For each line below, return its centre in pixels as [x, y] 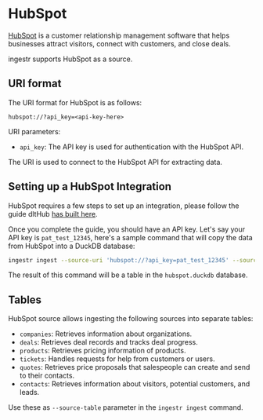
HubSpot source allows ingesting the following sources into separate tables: [131, 319]
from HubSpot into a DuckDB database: [72, 246]
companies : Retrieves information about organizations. [106, 334]
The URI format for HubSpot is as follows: [75, 102]
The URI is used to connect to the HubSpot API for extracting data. [115, 162]
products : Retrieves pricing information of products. [103, 351]
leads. [29, 393]
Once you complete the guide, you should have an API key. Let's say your [127, 229]
